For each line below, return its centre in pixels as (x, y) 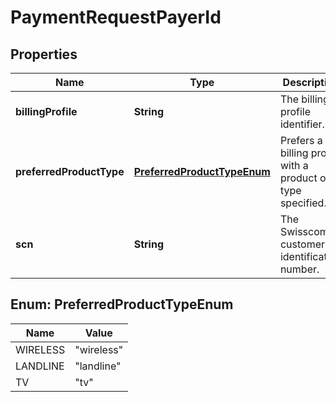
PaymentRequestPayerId (116, 17)
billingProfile (46, 111)
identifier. (302, 124)
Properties (44, 54)
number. (299, 269)
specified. (303, 203)
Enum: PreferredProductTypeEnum (122, 304)
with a (294, 165)
